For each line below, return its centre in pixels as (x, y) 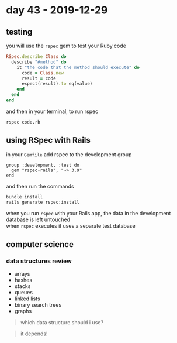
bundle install (25, 197)
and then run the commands (40, 186)
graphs (23, 311)
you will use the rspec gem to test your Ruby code (66, 46)
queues (24, 292)
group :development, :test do (43, 165)
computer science (40, 244)
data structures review (39, 261)
